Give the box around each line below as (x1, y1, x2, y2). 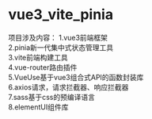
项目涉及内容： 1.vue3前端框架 (8, 33, 108, 42)
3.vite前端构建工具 (8, 52, 69, 62)
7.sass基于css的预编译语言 (8, 92, 96, 102)
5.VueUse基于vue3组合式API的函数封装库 (8, 72, 144, 82)
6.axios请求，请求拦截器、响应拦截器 (8, 82, 129, 92)
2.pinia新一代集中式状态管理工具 (8, 42, 114, 52)
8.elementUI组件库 (8, 102, 69, 112)
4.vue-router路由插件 (8, 62, 78, 72)
